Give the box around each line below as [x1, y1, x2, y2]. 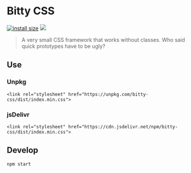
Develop [7, 145, 38, 156]
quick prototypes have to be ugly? [21, 42, 106, 50]
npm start [7, 161, 32, 167]
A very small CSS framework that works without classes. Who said [21, 36, 186, 43]
